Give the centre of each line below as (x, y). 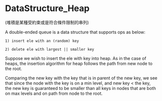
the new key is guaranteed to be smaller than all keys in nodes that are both (81, 88)
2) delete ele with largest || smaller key (50, 49)
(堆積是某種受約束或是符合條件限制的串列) (47, 22)
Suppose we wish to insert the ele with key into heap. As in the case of (76, 58)
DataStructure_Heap (47, 8)
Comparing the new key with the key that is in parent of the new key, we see (81, 78)
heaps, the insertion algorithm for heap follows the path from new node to (79, 63)
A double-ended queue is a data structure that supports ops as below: (75, 32)
